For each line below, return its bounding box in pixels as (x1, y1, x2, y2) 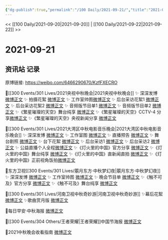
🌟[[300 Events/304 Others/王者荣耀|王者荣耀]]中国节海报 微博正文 (5, 218, 141, 224)
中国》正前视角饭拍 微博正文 (18, 157, 75, 163)
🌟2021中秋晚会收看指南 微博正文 (5, 229, 72, 235)
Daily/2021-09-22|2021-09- (104, 21, 162, 27)
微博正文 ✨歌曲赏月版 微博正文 (5, 197, 68, 203)
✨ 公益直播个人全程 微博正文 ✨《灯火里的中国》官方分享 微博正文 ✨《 (14, 144, 158, 150)
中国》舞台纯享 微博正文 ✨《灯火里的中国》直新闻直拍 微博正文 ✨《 (18, 151, 157, 157)
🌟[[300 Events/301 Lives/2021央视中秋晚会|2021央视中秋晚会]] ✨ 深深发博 (5, 90, 158, 96)
